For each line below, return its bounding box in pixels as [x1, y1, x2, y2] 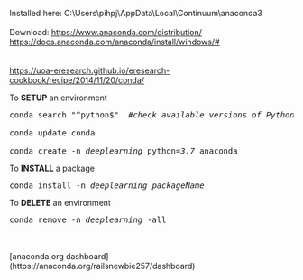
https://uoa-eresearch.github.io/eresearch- [9, 65, 170, 76]
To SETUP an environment [9, 92, 108, 103]
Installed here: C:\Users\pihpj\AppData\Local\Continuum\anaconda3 [9, 8, 263, 18]
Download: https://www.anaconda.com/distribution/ [9, 27, 203, 37]
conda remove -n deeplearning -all [9, 215, 167, 225]
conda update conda [9, 128, 96, 138]
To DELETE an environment [9, 198, 111, 208]
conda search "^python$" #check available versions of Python [9, 110, 295, 120]
